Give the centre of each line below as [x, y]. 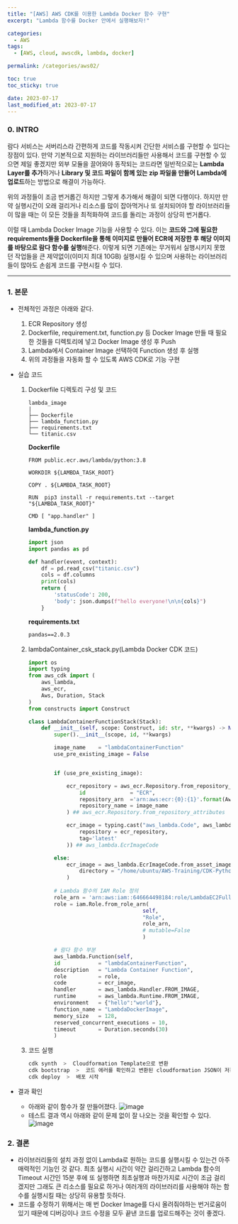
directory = [97, 871]
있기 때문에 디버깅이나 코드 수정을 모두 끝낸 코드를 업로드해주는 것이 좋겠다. [121, 1213]
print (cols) [59, 582]
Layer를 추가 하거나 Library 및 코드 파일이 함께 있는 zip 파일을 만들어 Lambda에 [117, 173]
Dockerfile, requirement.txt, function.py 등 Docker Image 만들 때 [121, 332]
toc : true [22, 79]
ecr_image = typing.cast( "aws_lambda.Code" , [133, 825]
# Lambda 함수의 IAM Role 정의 [96, 891]
